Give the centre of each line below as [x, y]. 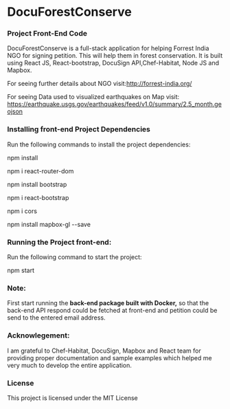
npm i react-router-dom [41, 171]
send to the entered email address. [56, 318]
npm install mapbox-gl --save [49, 224]
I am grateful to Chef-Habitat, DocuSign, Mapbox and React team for [104, 351]
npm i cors [22, 211]
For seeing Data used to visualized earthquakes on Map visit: [93, 97]
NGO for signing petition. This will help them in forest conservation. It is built [115, 56]
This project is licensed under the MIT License [73, 398]
